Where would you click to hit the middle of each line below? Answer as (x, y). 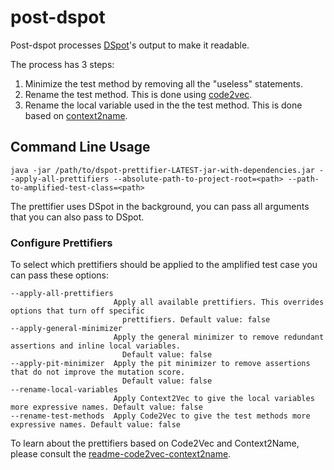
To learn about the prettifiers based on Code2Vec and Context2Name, (155, 443)
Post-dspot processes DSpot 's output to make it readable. (130, 45)
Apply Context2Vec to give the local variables (214, 399)
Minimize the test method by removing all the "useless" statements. (163, 83)
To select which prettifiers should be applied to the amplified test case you (164, 265)
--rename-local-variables (64, 390)
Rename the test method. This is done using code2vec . (138, 94)
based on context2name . (76, 115)
